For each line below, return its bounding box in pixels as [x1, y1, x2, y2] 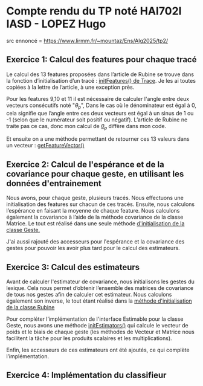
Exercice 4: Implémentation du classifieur [6, 370, 167, 381]
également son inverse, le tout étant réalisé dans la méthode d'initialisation [6, 297, 192, 304]
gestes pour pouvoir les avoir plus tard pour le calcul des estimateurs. [6, 245, 180, 252]
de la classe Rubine [6, 303, 55, 310]
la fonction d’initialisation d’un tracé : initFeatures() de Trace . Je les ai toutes [6, 77, 196, 84]
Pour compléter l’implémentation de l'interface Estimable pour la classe [6, 315, 184, 323]
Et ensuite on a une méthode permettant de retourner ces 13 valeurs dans [6, 135, 190, 143]
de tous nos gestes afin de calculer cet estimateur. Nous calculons [6, 291, 172, 298]
